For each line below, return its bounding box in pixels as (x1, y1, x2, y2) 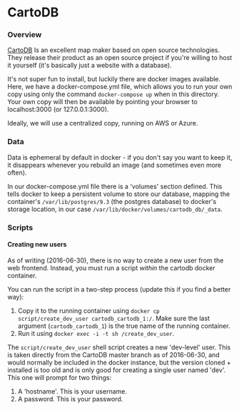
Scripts (7, 222, 34, 232)
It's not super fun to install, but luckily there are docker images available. (7, 75, 221, 83)
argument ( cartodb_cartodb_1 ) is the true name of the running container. (17, 322, 230, 330)
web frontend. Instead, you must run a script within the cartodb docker (7, 263, 215, 272)
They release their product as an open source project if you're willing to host (7, 53, 233, 62)
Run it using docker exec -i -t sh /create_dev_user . (17, 329, 175, 337)
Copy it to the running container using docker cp (17, 306, 160, 314)
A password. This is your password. (17, 394, 123, 403)
